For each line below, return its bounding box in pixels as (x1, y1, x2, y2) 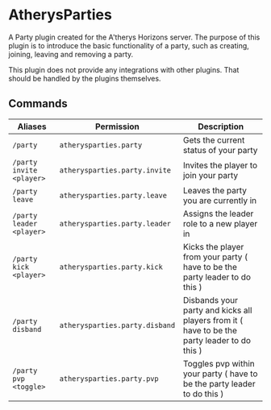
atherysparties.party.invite (59, 165, 172, 175)
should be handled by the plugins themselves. (8, 73, 161, 83)
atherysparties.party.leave (59, 191, 168, 200)
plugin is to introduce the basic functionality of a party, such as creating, (8, 40, 250, 50)
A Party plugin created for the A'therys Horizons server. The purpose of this (8, 32, 261, 42)
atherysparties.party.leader (59, 219, 172, 228)
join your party (182, 169, 239, 180)
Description (198, 121, 244, 132)
